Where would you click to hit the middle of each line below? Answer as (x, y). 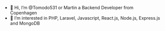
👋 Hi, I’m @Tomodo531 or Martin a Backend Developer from (72, 8)
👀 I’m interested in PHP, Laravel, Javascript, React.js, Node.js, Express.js (85, 18)
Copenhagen (23, 13)
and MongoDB (25, 23)
